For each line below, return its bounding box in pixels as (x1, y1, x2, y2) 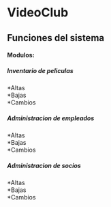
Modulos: (7, 51, 35, 59)
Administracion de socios (7, 161, 82, 169)
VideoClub (7, 5, 69, 20)
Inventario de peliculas (7, 66, 74, 74)
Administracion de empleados (7, 114, 95, 122)
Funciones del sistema (7, 32, 104, 44)
